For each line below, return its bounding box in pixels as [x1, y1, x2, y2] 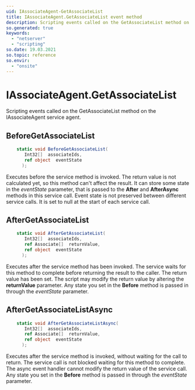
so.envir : [6, 57, 30, 63]
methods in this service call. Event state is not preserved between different [6, 191, 187, 199]
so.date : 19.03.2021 [6, 47, 57, 53]
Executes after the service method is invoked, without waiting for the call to [6, 353, 187, 360]
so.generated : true [6, 25, 54, 31]
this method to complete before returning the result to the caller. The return [6, 269, 187, 276]
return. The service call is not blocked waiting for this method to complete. [6, 359, 186, 366]
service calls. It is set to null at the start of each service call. [6, 198, 151, 205]
